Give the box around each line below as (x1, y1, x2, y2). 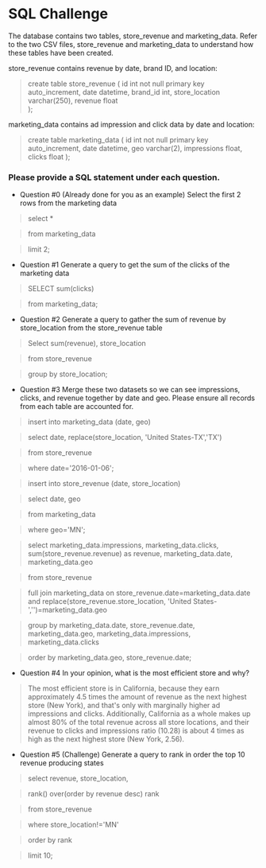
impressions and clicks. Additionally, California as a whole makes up (27, 709, 252, 718)
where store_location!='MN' (27, 820, 119, 830)
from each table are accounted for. (19, 402, 134, 411)
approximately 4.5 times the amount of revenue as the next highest (27, 692, 248, 702)
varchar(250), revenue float (27, 95, 118, 105)
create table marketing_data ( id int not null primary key (27, 134, 209, 144)
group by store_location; (27, 369, 108, 379)
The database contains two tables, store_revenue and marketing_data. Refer (8, 31, 258, 41)
